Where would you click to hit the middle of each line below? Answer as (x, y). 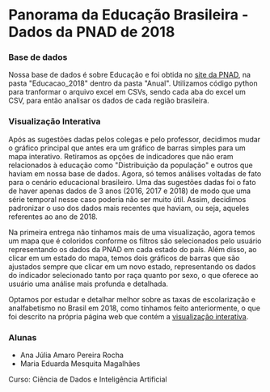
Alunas (23, 337)
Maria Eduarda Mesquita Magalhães (80, 364)
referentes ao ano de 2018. (53, 217)
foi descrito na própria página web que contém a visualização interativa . (129, 316)
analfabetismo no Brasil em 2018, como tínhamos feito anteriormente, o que (135, 308)
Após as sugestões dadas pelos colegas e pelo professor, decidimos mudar (135, 139)
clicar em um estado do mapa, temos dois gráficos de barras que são (124, 258)
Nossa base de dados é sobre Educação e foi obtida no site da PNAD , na (130, 75)
